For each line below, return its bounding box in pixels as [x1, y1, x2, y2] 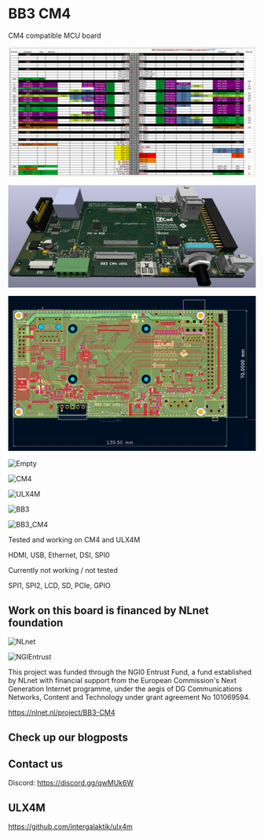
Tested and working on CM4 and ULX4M [8, 535, 141, 545]
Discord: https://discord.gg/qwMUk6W [8, 778, 134, 788]
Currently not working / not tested [8, 566, 118, 575]
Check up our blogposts [8, 730, 128, 744]
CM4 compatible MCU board [8, 31, 101, 40]
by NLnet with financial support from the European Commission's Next [8, 676, 237, 686]
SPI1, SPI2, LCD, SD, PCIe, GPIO [8, 581, 112, 590]
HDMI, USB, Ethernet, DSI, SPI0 [8, 550, 110, 560]
